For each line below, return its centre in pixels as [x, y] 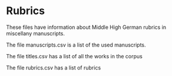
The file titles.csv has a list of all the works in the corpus [74, 56]
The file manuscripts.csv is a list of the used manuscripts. [76, 45]
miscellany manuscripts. [36, 33]
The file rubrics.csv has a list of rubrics [54, 67]
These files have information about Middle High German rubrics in [86, 27]
